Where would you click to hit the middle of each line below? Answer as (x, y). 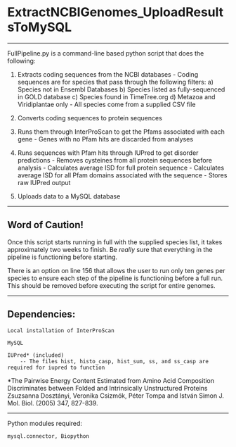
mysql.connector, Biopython (48, 436)
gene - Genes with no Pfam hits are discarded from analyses (105, 139)
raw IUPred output (44, 182)
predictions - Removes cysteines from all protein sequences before (115, 160)
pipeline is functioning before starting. (63, 257)
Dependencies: (41, 314)
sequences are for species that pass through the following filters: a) (116, 82)
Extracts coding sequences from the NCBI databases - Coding (108, 74)
